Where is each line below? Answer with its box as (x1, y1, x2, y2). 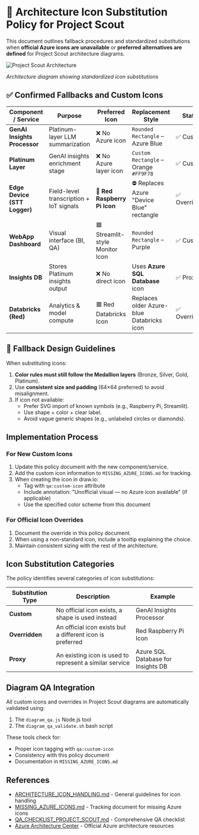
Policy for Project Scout (6, 18, 124, 31)
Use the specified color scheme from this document (23, 501, 151, 508)
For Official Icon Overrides (6, 516, 84, 524)
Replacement (131, 108, 171, 116)
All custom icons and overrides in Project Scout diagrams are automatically (6, 698, 190, 705)
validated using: (6, 705, 45, 712)
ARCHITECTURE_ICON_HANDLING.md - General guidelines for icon (14, 791, 181, 798)
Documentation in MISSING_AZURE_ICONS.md (14, 758, 118, 765)
